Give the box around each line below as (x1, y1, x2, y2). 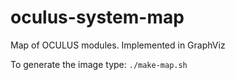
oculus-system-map (10, 6, 185, 29)
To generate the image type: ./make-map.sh (10, 58, 188, 70)
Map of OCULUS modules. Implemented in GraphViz (10, 39, 226, 51)
